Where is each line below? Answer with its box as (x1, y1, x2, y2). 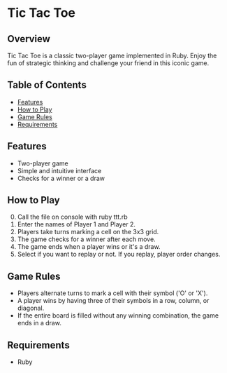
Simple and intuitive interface (17, 166, 102, 175)
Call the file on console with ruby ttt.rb (17, 212, 128, 222)
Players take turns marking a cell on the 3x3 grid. (17, 228, 159, 236)
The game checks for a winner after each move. (17, 235, 156, 243)
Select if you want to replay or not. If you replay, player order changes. (17, 250, 221, 259)
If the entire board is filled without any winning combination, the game (17, 311, 219, 320)
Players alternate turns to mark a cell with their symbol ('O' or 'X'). (17, 289, 208, 297)
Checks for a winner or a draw (17, 174, 105, 182)
